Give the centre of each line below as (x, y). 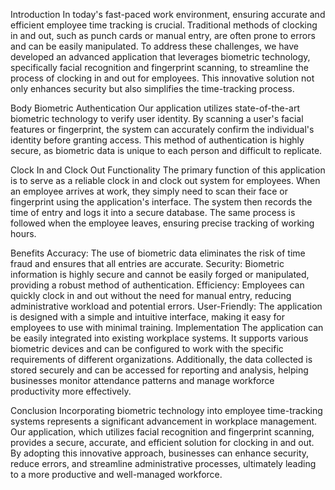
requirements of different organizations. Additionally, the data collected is (161, 359)
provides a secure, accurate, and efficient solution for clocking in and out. (162, 442)
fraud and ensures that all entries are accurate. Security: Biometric (147, 263)
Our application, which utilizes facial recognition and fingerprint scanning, (162, 432)
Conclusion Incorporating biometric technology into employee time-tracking (166, 410)
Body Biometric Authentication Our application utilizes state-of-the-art (155, 108)
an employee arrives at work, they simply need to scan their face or (149, 191)
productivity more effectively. (71, 391)
